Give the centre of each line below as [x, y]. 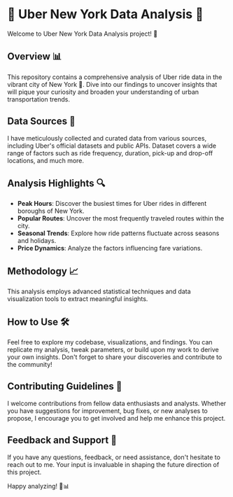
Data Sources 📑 [41, 121]
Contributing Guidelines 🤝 [65, 387]
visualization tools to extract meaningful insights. [78, 299]
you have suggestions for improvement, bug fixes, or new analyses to [107, 411]
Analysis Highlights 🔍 [56, 183]
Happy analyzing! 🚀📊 [38, 486]
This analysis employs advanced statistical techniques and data [99, 292]
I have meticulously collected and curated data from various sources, [107, 138]
